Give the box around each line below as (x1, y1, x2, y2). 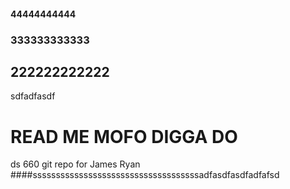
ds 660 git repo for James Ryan (10, 158, 141, 170)
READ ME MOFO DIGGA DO (10, 125, 238, 148)
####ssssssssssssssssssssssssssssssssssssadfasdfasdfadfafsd (10, 169, 280, 181)
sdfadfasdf (10, 90, 56, 102)
